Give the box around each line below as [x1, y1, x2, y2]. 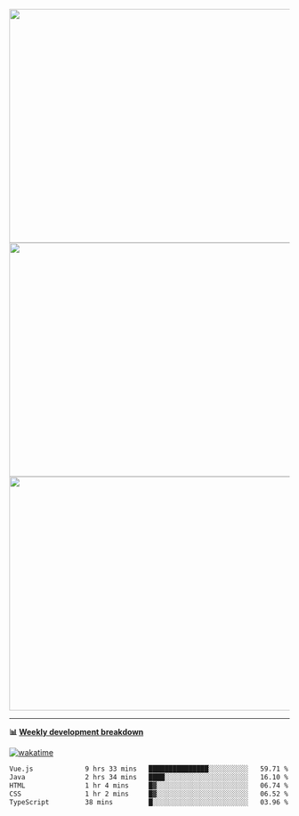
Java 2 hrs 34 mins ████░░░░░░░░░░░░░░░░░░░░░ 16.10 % [9, 772, 289, 781]
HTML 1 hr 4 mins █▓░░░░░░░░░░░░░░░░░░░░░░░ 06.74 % [9, 780, 289, 790]
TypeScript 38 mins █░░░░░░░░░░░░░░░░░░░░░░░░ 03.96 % [9, 797, 289, 806]
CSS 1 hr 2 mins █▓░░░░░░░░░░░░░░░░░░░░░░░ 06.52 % [9, 789, 289, 798]
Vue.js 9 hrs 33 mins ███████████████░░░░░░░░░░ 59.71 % [9, 764, 289, 773]
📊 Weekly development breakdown [9, 727, 144, 737]
